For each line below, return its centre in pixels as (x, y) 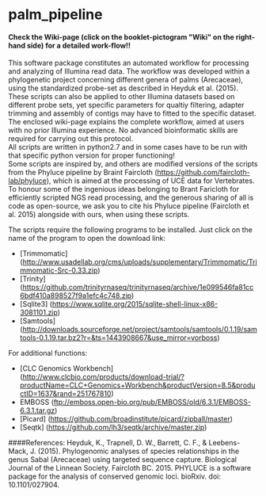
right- (245, 36)
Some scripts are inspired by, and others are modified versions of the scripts (133, 164)
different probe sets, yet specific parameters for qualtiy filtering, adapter (126, 105)
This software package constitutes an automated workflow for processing (129, 63)
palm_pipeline (55, 15)
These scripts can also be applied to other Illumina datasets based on (122, 97)
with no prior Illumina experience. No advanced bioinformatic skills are (123, 130)
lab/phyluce (28, 181)
